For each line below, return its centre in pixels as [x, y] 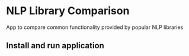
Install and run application [55, 46]
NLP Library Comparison [68, 11]
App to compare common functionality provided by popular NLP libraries [95, 27]
